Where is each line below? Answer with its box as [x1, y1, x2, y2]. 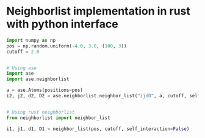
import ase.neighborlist [6, 76, 70, 83]
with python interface [6, 17, 118, 31]
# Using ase [6, 65, 37, 71]
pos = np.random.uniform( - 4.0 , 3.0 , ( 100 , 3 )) [6, 43, 127, 49]
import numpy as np [6, 37, 56, 43]
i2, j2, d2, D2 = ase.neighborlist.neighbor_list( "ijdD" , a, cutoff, [6, 93, 187, 99]
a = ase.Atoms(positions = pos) [6, 87, 84, 94]
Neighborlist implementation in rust [6, 4, 191, 18]
